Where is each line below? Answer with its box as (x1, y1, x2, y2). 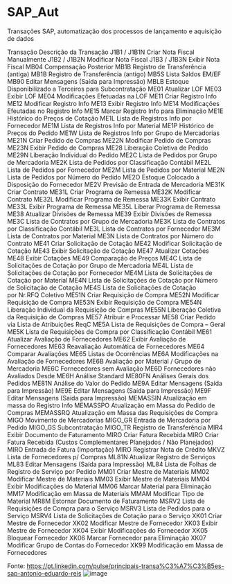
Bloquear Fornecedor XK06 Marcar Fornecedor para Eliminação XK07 (7, 533, 206, 542)
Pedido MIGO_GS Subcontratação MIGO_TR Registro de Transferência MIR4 (7, 423, 223, 432)
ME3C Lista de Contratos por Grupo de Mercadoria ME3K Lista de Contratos (7, 217, 226, 225)
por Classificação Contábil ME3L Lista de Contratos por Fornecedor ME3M (7, 224, 221, 233)
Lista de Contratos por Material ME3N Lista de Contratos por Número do (7, 231, 214, 240)
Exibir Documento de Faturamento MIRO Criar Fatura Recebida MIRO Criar (7, 430, 220, 439)
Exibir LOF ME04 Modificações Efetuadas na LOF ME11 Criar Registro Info (7, 91, 217, 100)
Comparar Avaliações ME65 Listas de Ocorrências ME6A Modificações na (7, 349, 219, 357)
